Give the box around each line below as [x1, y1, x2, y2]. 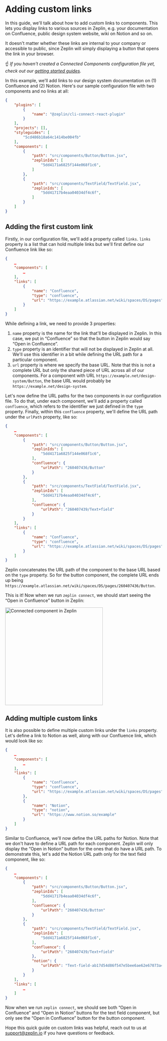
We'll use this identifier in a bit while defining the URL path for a [12, 351, 143, 357]
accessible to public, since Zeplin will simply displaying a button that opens [5, 45, 159, 51]
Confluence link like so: [5, 246, 53, 252]
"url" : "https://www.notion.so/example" [31, 812, 117, 817]
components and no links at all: [5, 88, 69, 94]
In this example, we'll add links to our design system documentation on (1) [5, 77, 157, 83]
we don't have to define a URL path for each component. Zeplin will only [5, 840, 153, 846]
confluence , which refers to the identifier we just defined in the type [5, 403, 144, 409]
